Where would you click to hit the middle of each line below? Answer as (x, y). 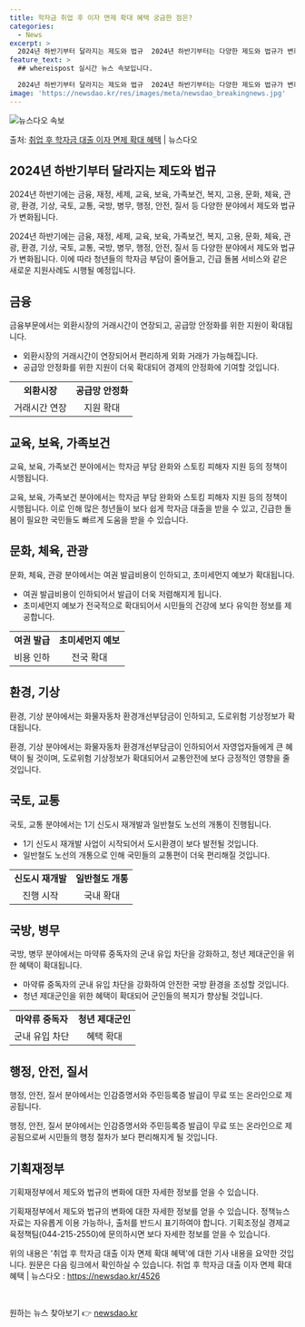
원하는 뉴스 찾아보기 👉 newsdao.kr (74, 1312)
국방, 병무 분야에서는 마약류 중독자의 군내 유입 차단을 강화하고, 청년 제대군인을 (148, 954)
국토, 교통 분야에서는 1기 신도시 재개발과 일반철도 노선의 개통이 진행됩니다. (141, 824)
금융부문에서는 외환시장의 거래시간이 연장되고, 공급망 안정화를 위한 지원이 (139, 325)
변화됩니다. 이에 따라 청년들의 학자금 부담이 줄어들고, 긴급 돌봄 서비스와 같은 (153, 259)
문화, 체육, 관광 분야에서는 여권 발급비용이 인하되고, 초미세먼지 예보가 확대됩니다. (152, 575)
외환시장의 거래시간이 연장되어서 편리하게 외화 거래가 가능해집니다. (140, 356)
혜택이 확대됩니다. (50, 965)
